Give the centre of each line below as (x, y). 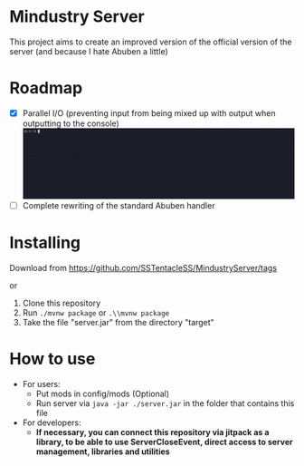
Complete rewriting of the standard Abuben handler (119, 206)
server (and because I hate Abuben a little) (89, 51)
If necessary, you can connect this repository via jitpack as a (152, 432)
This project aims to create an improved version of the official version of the (151, 42)
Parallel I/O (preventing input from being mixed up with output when (149, 113)
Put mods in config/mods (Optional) (103, 394)
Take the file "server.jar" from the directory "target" (118, 323)
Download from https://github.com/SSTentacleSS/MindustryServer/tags (143, 268)
